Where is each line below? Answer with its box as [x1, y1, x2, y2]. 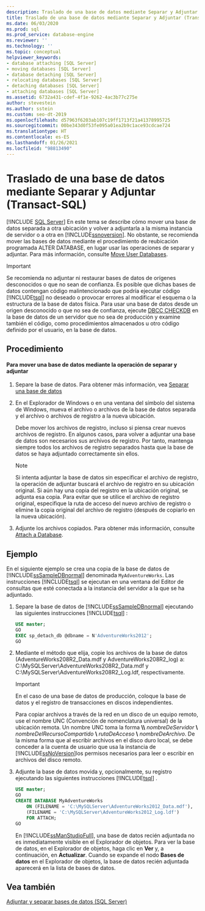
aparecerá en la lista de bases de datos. [15, 864, 116, 871]
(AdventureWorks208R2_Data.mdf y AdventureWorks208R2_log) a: [15, 655, 185, 663]
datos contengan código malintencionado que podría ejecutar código [6, 287, 181, 294]
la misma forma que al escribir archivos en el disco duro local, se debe [15, 737, 193, 744]
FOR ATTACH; [26, 814, 57, 821]
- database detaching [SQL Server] [6, 72, 97, 78]
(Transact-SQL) [6, 197, 87, 212]
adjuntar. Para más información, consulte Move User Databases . [6, 250, 168, 257]
